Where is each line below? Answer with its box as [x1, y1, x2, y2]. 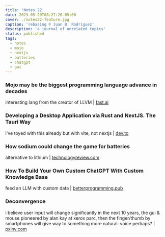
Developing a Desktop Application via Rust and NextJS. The [5, 112, 156, 119]
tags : [5, 36, 17, 41]
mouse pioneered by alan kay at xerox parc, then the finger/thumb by [5, 215, 151, 221]
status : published [5, 31, 44, 36]
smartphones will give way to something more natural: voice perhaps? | [5, 220, 155, 226]
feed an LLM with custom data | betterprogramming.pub [5, 185, 123, 192]
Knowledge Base [5, 173, 48, 180]
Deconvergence [5, 198, 46, 205]
